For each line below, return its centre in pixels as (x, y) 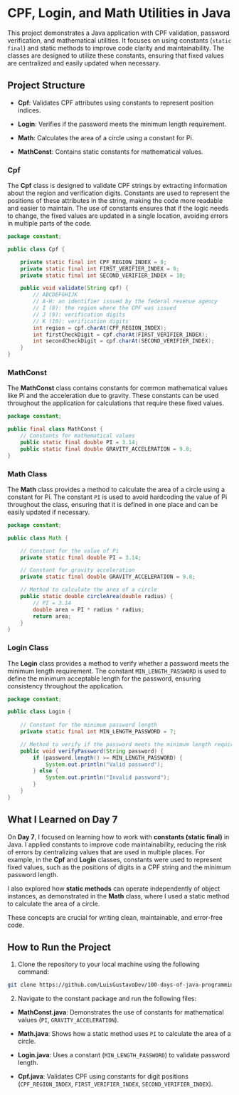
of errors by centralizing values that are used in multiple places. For (106, 852)
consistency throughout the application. (66, 686)
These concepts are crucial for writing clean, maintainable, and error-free (115, 917)
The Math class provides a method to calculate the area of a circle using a (116, 489)
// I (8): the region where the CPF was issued (105, 308)
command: (33, 972)
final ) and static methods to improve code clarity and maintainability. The (116, 48)
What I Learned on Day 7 (63, 820)
